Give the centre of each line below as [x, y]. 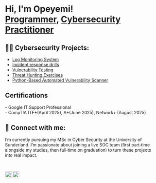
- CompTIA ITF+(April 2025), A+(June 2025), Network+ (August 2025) [76, 112]
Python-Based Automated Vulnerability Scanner [60, 80]
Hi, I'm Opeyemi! [39, 9]
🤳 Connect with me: [35, 128]
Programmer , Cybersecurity [63, 19]
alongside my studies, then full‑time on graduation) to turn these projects [78, 150]
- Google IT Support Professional [38, 107]
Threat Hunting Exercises [37, 75]
